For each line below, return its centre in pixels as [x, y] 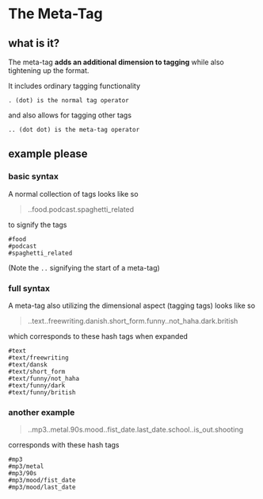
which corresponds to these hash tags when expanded [98, 336]
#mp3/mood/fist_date [42, 481]
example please [48, 154]
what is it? [34, 43]
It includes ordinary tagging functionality [74, 86]
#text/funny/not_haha [44, 378]
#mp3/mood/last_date [42, 487]
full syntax [29, 288]
